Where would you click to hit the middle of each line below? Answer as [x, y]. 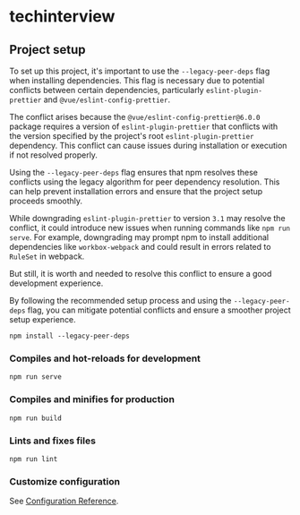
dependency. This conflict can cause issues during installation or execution [148, 146]
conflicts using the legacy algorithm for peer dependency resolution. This [145, 182]
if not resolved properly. [54, 155]
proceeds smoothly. [46, 201]
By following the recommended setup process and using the [120, 300]
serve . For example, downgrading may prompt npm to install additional [139, 237]
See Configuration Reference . [64, 501]
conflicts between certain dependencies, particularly [107, 90]
